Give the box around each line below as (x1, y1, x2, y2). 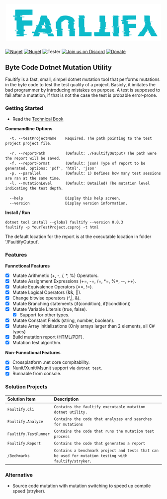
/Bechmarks (7, 453, 30, 458)
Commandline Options (5, 126, 53, 132)
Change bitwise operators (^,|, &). (12, 295, 81, 301)
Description (54, 396, 79, 402)
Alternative (5, 471, 33, 478)
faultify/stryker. (54, 459, 92, 464)
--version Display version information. (9, 201, 128, 206)
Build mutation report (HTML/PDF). (12, 334, 84, 340)
